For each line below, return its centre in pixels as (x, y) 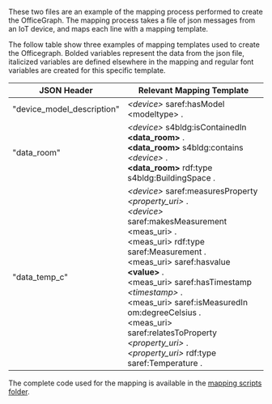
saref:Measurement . (167, 252)
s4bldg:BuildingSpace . (172, 178)
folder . (19, 391)
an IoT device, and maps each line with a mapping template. (108, 29)
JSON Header (66, 90)
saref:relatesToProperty (172, 333)
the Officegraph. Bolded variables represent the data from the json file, (126, 53)
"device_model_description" (66, 109)
